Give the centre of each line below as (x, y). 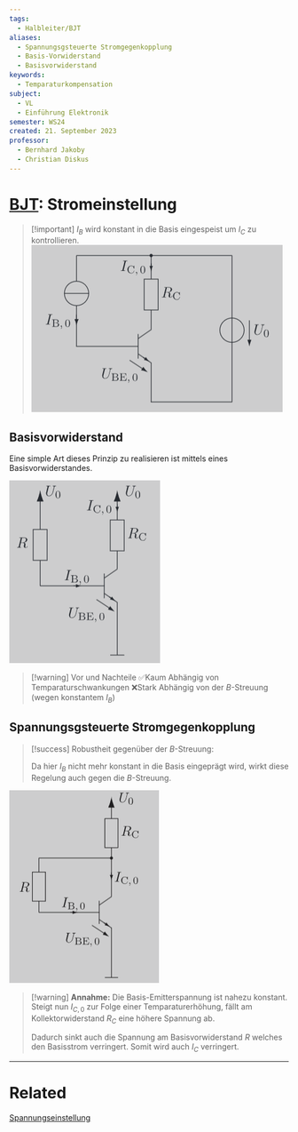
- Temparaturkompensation (65, 84)
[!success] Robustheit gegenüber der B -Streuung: (122, 749)
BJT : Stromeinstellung (93, 204)
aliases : (25, 37)
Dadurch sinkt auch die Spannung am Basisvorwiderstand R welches (157, 1037)
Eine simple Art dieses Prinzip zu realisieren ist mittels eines (119, 458)
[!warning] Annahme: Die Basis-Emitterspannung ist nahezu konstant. (159, 997)
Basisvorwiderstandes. (51, 468)
